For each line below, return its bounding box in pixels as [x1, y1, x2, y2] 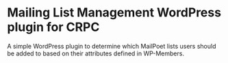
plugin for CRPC [7, 19, 100, 35]
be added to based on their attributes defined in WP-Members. [7, 49, 185, 58]
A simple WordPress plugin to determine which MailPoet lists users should [7, 42, 216, 50]
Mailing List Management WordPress [7, 5, 221, 21]
